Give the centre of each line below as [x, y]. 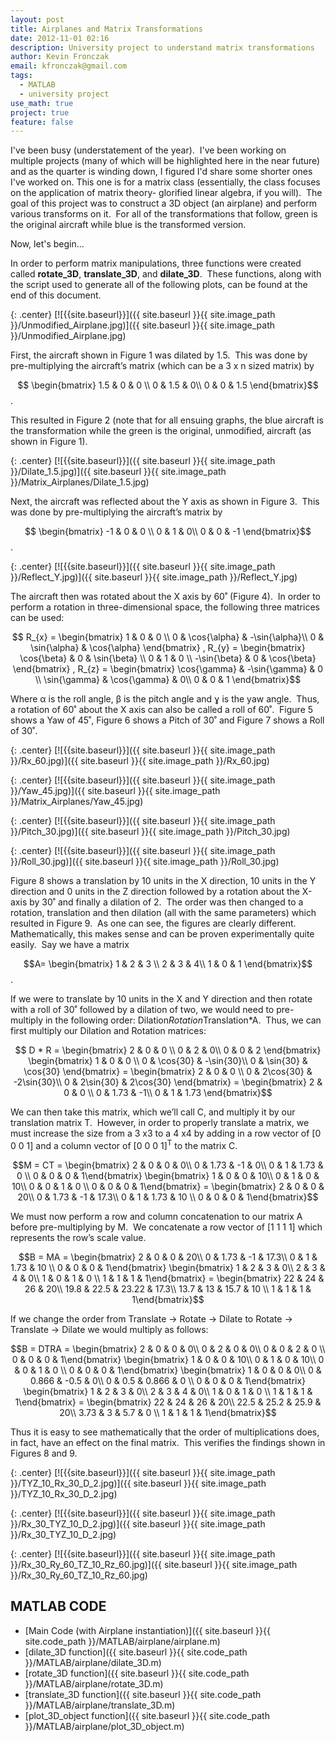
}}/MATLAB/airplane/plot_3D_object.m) [104, 1726]
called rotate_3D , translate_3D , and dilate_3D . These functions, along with [166, 274]
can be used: [37, 618]
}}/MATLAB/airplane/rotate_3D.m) [94, 1683]
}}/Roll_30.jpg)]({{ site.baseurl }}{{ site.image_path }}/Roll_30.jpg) [145, 862]
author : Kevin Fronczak [60, 57]
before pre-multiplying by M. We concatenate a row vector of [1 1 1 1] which [166, 1227]
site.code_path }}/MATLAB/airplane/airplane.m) [122, 1641]
